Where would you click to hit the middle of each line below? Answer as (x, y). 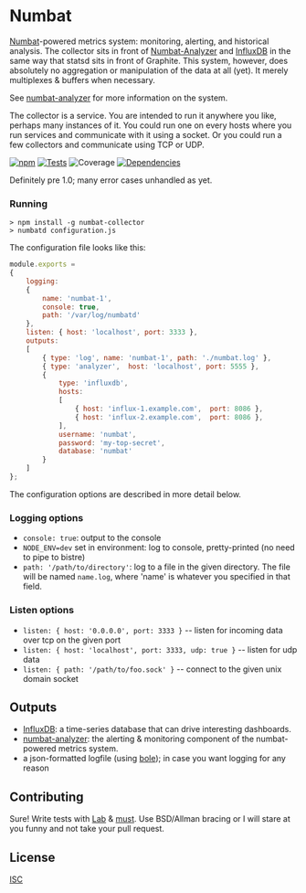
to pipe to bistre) (54, 558)
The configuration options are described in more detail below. (126, 494)
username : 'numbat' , (97, 434)
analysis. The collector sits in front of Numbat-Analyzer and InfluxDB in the (150, 50)
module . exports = (42, 265)
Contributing (47, 797)
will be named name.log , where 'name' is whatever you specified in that (156, 577)
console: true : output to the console (92, 538)
